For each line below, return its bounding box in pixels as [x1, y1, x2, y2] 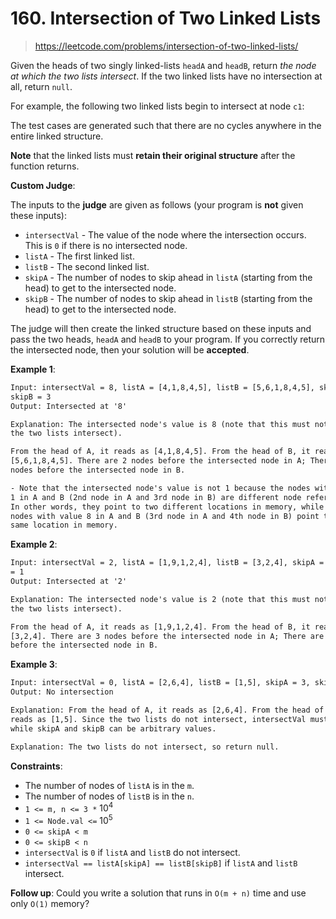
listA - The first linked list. [24, 250, 135, 262]
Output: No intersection [10, 687, 114, 697]
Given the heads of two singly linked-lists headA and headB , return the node [10, 59, 317, 71]
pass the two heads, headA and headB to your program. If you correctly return [10, 333, 326, 345]
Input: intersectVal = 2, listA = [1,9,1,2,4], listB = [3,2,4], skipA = [10, 558, 325, 568]
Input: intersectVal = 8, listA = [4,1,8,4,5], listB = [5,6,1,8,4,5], [10, 382, 315, 392]
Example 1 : [10, 363, 56, 375]
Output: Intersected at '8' [10, 401, 128, 411]
